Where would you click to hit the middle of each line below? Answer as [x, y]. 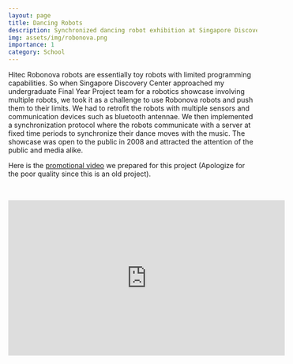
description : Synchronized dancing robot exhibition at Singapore [120, 30]
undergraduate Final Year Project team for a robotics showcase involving [126, 91]
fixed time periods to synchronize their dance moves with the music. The [127, 133]
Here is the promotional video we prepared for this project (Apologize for [127, 165]
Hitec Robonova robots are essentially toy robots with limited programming [130, 75]
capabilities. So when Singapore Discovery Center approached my [116, 83]
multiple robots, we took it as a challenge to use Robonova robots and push [131, 100]
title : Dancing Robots [45, 23]
